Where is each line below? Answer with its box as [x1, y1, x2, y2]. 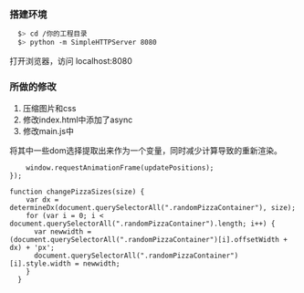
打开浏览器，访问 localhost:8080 [9, 56, 132, 67]
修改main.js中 [22, 126, 75, 137]
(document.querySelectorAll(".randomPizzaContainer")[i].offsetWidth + [9, 235, 288, 245]
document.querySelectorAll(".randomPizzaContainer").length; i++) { [9, 219, 276, 229]
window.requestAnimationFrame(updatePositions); [26, 163, 215, 173]
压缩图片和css [22, 103, 77, 114]
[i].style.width [9, 259, 71, 268]
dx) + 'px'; [9, 244, 55, 253]
